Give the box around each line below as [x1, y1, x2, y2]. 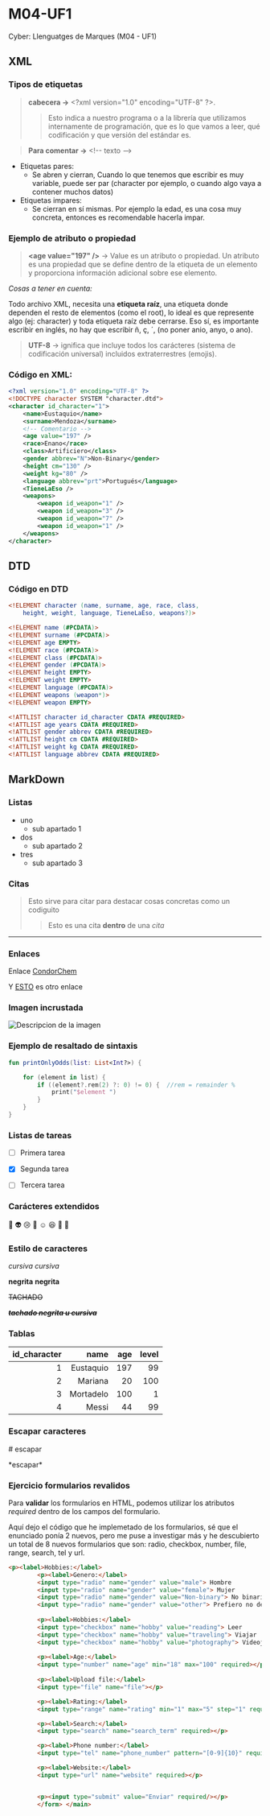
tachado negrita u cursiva [8, 1307, 98, 1317]
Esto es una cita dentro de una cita [47, 920, 165, 930]
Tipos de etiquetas [8, 79, 83, 90]
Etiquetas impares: [19, 195, 82, 205]
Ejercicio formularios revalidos [8, 1480, 130, 1491]
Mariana [77, 1376, 108, 1387]
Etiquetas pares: [19, 161, 75, 171]
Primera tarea [19, 1148, 66, 1158]
